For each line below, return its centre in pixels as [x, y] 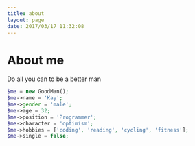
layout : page [26, 20]
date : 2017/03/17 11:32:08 [46, 26]
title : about [26, 13]
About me [36, 60]
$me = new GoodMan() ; [38, 92]
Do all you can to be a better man [54, 79]
